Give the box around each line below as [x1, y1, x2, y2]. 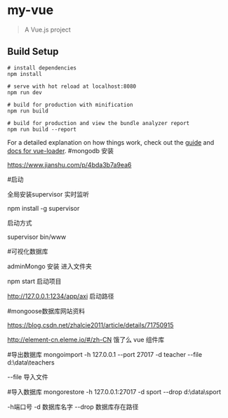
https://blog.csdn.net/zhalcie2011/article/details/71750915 [7, 320, 174, 329]
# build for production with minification [7, 101, 133, 108]
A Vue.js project [24, 25, 72, 34]
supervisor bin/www [7, 233, 67, 241]
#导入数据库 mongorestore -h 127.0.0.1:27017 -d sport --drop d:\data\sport [7, 387, 222, 396]
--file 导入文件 [7, 372, 48, 381]
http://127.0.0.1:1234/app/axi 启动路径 [7, 292, 114, 300]
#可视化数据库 [7, 247, 48, 255]
